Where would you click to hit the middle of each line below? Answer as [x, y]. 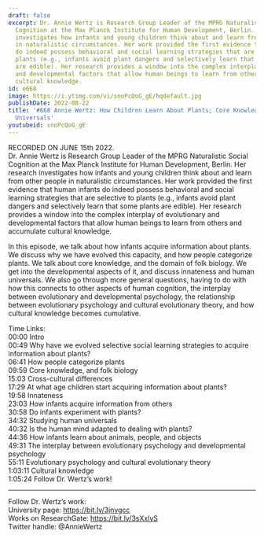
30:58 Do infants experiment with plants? [75, 412]
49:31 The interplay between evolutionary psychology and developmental [127, 445]
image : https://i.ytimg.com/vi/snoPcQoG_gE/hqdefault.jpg [105, 96]
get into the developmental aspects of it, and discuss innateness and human [132, 271]
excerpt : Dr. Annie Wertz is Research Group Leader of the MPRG [115, 23]
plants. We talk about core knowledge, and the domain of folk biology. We [128, 263]
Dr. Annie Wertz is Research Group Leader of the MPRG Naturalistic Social [128, 156]
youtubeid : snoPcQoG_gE [47, 125]
